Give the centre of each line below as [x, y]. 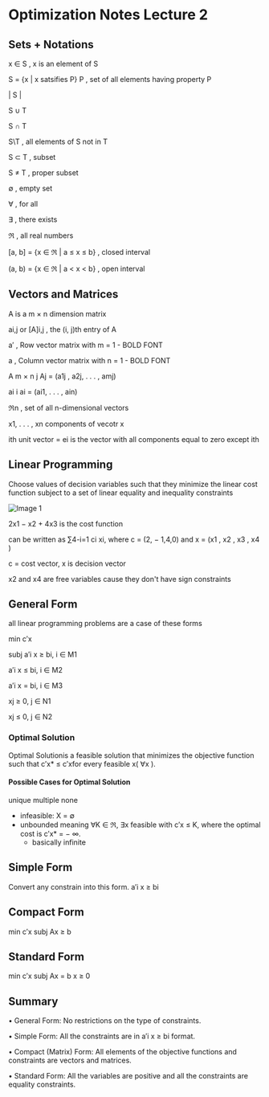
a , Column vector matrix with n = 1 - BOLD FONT [90, 360]
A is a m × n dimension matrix [57, 313]
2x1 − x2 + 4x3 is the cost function [65, 523]
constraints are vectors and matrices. [70, 1060]
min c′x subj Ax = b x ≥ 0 [49, 976]
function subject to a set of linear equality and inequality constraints [121, 493]
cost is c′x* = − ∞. [51, 833]
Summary [33, 1001]
